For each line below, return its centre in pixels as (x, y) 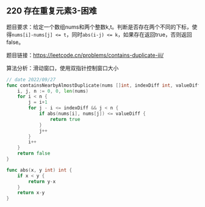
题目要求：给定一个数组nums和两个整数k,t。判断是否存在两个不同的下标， (99, 27)
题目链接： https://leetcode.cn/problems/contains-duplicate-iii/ (85, 55)
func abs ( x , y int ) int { (39, 170)
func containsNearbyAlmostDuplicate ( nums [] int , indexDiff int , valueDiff (103, 85)
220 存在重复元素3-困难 (52, 11)
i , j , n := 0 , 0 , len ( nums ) (53, 91)
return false (34, 154)
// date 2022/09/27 (31, 79)
